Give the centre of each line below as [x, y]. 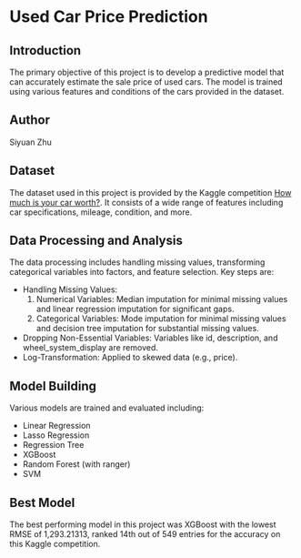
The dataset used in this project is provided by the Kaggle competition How [150, 192]
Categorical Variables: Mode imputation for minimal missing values [161, 319]
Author [30, 120]
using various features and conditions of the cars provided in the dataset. [147, 91]
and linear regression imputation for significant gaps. [135, 309]
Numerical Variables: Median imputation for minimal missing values [162, 299]
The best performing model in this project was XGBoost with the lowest [143, 524]
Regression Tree [53, 445]
